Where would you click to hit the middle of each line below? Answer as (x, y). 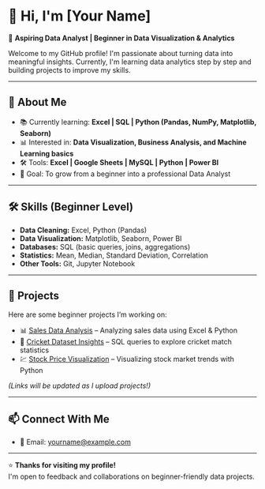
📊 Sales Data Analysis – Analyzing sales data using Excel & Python (129, 330)
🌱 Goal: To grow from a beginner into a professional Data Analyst (125, 174)
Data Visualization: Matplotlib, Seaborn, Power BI (101, 238)
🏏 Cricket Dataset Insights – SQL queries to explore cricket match (126, 342)
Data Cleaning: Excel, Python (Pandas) (83, 230)
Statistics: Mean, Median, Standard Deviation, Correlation (114, 255)
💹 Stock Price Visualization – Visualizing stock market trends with (127, 359)
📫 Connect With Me (59, 419)
